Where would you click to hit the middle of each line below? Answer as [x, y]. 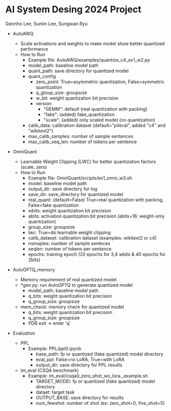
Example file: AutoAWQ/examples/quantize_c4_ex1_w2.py [89, 60]
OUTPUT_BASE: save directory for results [80, 397]
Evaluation [24, 333]
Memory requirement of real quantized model [69, 279]
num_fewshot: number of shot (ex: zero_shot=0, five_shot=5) [100, 403]
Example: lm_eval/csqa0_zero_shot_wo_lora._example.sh [88, 376]
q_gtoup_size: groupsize [61, 92]
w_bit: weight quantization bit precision [77, 98]
